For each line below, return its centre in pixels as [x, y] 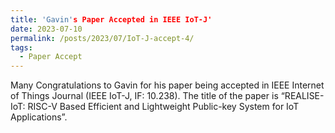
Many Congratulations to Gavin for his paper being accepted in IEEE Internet [167, 85]
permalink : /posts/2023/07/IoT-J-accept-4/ [102, 38]
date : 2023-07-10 [46, 29]
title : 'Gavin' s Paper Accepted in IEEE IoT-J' [111, 19]
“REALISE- [302, 96]
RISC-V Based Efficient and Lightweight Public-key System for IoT [163, 107]
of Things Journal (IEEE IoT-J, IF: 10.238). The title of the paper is [144, 96]
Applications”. [39, 117]
